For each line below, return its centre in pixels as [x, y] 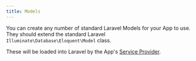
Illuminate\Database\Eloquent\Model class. [59, 40]
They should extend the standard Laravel [56, 34]
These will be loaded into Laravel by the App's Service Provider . [84, 51]
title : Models [24, 11]
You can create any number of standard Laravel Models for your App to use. [98, 28]
